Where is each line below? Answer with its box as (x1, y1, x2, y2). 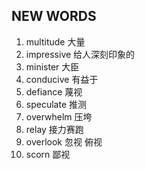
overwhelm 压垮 (25, 110, 93, 123)
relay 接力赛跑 (25, 123, 84, 135)
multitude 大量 (25, 35, 86, 48)
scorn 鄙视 (25, 148, 71, 160)
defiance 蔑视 (25, 85, 83, 98)
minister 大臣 (25, 60, 80, 73)
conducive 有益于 (25, 73, 99, 85)
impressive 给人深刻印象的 (25, 48, 136, 60)
